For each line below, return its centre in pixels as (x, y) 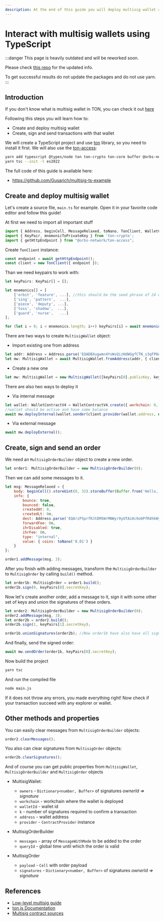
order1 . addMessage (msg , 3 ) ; (34, 559)
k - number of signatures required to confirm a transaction (78, 812)
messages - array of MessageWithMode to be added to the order (80, 841)
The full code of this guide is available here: (49, 171)
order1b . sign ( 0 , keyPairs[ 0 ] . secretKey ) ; (48, 587)
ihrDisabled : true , (42, 528)
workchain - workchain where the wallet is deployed (71, 802)
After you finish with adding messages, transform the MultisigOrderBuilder (81, 569)
